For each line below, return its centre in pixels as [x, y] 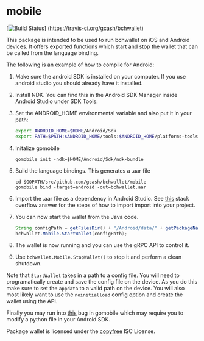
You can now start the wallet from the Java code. [77, 217]
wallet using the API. [32, 301]
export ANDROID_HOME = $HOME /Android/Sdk [66, 131]
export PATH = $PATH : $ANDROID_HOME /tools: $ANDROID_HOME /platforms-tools [107, 136]
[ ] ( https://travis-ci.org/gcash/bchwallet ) [75, 28]
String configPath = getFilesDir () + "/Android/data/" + [89, 228]
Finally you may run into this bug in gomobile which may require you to [95, 313]
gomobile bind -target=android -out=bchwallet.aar [81, 187]
